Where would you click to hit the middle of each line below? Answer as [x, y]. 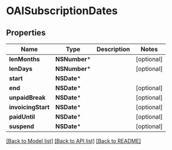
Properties [26, 33]
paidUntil [22, 117]
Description [113, 49]
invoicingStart [29, 107]
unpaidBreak [27, 97]
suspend [21, 126]
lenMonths [24, 59]
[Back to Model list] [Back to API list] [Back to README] [74, 141]
